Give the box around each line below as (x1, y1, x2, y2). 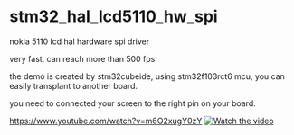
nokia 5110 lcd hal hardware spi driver (9, 36, 150, 47)
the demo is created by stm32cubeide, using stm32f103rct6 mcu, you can (9, 70, 285, 82)
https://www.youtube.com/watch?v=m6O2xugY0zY (9, 115, 203, 126)
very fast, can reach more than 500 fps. (9, 53, 158, 64)
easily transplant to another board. (9, 80, 138, 91)
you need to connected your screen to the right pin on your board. (9, 97, 256, 109)
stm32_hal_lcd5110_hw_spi (9, 6, 219, 27)
